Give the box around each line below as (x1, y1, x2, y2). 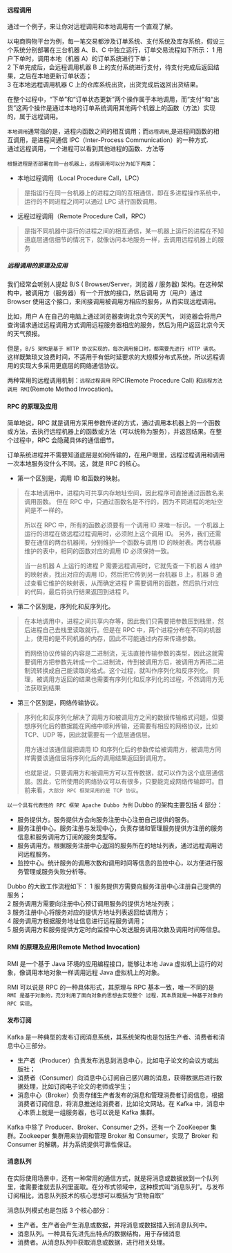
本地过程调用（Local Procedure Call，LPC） (17, 174, 143, 182)
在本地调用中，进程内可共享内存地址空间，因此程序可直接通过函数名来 (23, 489, 224, 498)
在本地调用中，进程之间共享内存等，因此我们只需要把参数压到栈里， (23, 617, 218, 626)
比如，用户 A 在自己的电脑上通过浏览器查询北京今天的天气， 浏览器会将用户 (7, 312, 222, 321)
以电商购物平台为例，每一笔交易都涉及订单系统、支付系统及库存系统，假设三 (7, 37, 225, 46)
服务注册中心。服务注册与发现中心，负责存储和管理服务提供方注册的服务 (17, 824, 223, 832)
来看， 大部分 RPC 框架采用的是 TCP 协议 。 (30, 786, 143, 794)
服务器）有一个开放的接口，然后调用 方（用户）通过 (55, 289, 202, 297)
